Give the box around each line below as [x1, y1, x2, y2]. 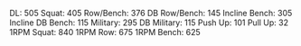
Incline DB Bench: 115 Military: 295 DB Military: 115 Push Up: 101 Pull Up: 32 [9, 17, 289, 28]
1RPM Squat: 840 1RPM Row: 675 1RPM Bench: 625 [9, 27, 201, 37]
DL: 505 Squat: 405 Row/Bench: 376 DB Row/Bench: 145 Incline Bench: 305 [9, 8, 293, 18]
